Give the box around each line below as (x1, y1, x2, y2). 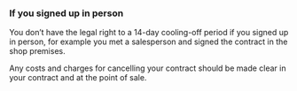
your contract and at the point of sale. (9, 72, 147, 83)
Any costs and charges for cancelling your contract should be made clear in (9, 63, 286, 73)
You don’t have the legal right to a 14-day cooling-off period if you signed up (9, 27, 289, 38)
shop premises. (9, 46, 66, 57)
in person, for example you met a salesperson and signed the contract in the (9, 36, 288, 47)
